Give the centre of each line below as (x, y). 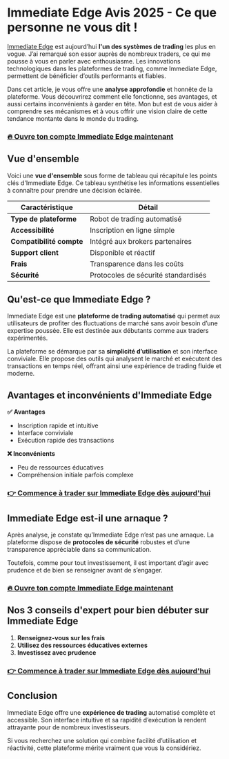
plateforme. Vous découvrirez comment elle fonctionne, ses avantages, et (112, 96)
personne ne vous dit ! (72, 27)
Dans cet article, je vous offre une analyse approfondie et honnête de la (110, 89)
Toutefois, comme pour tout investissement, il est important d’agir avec (108, 563)
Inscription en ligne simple (132, 230)
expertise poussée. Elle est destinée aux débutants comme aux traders (108, 331)
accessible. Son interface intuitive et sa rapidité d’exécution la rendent (107, 720)
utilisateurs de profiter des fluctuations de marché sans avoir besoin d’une (113, 323)
